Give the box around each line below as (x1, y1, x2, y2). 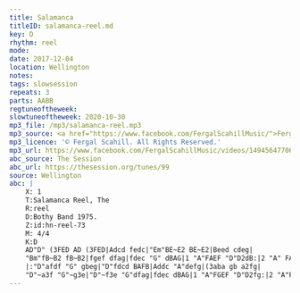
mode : (9, 46, 29, 55)
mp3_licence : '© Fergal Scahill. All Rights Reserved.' (9, 138, 221, 146)
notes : (9, 71, 34, 80)
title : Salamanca (9, 13, 74, 22)
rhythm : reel (9, 38, 58, 47)
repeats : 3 (9, 88, 50, 96)
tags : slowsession (9, 80, 78, 88)
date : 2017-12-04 (9, 54, 74, 63)
